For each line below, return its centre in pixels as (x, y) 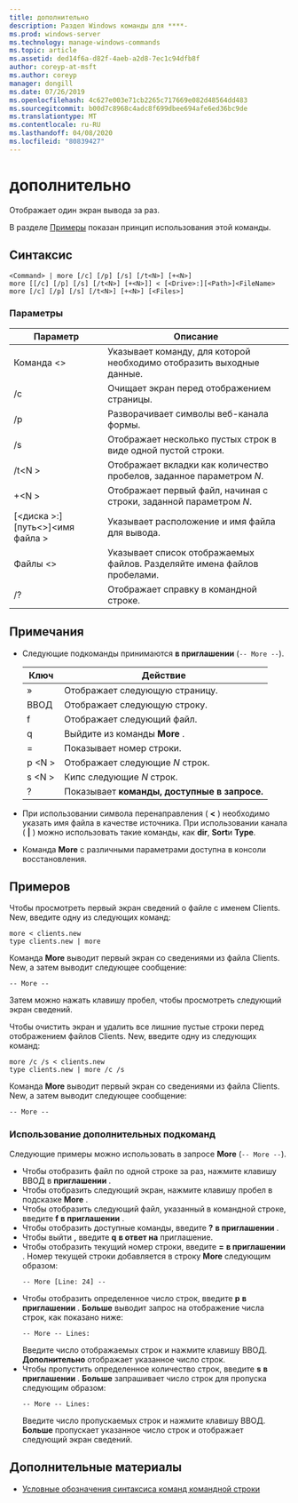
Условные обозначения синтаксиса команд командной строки (141, 1489)
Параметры (36, 314)
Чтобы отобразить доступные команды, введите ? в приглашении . (150, 1227)
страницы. (130, 399)
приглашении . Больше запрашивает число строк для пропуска (145, 1378)
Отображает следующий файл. (131, 719)
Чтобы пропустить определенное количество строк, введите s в (145, 1369)
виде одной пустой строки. (166, 450)
